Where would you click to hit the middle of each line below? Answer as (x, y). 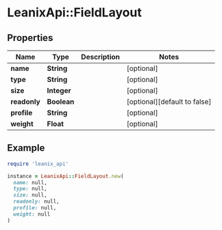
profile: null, (35, 208)
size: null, (30, 195)
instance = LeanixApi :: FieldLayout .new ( (66, 176)
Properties (30, 38)
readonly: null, (36, 202)
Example (26, 148)
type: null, (30, 189)
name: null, (30, 182)
